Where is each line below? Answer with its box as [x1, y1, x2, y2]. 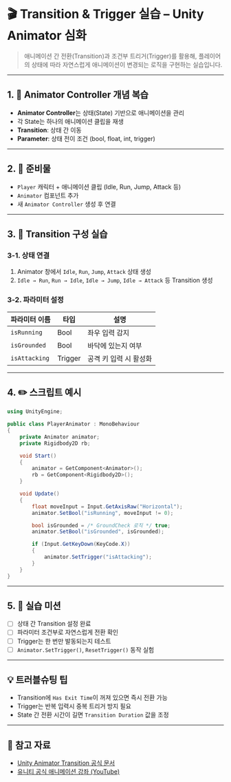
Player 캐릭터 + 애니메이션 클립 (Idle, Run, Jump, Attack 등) [16, 182, 181, 191]
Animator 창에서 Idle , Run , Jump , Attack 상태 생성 [16, 268, 151, 276]
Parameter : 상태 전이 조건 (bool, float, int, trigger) [16, 134, 156, 142]
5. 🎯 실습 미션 [7, 600, 61, 611]
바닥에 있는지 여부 [87, 341, 142, 350]
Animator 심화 [7, 28, 87, 43]
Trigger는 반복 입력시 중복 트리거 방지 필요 [16, 702, 132, 710]
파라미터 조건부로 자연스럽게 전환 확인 [16, 628, 119, 637]
